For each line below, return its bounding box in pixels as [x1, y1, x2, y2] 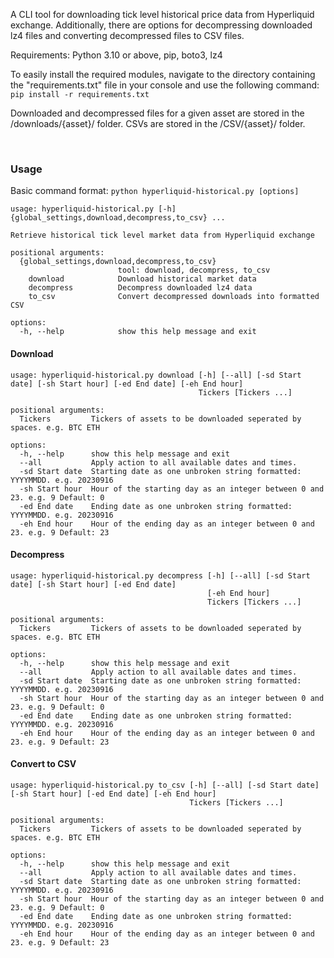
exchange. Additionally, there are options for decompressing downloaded [10, 19, 313, 31]
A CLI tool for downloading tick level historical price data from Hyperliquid [10, 9, 315, 20]
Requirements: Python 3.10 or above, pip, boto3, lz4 [10, 49, 223, 61]
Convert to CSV [10, 758, 77, 770]
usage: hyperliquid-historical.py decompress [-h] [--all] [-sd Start [10, 570, 311, 581]
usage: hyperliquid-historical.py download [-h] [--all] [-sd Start [10, 370, 302, 380]
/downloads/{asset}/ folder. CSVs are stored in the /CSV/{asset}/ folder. [10, 118, 306, 129]
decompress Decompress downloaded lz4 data [28, 283, 253, 293]
